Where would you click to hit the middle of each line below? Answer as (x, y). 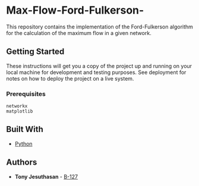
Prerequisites (26, 94)
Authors (22, 163)
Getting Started (35, 52)
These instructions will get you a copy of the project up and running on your (99, 66)
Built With (25, 129)
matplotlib (20, 111)
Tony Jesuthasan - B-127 (46, 177)
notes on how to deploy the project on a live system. (70, 78)
